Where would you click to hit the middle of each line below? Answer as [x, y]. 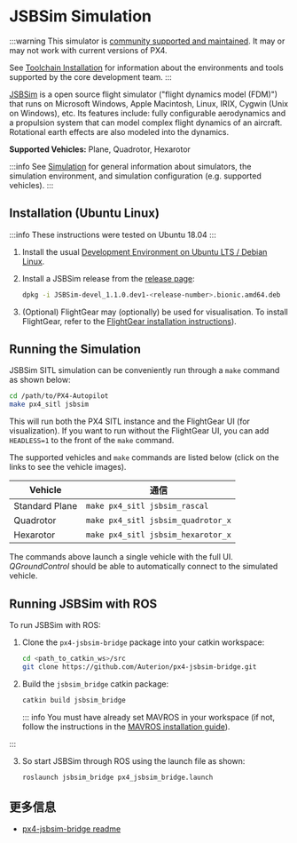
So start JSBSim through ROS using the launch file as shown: [133, 760]
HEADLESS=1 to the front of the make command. [92, 441]
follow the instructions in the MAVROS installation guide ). [126, 727]
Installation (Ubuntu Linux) [84, 214]
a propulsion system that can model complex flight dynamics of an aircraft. [146, 123]
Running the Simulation [75, 350]
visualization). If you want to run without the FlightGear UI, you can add [139, 431]
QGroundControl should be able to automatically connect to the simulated [144, 567]
